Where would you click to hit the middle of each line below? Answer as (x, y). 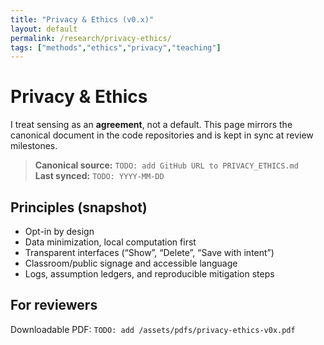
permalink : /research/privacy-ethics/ (91, 38)
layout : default (44, 29)
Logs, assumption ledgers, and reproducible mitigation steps (149, 274)
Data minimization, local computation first (110, 242)
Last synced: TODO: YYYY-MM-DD (99, 176)
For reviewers (54, 305)
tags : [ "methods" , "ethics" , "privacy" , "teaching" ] (116, 47)
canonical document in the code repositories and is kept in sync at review (162, 135)
